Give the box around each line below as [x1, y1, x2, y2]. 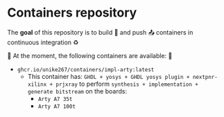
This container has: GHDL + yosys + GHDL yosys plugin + [27, 72, 190, 80]
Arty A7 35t [37, 96, 73, 102]
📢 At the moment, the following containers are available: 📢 [7, 51, 173, 60]
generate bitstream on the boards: [27, 87, 127, 95]
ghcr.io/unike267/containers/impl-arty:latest [17, 66, 155, 73]
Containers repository [7, 5, 137, 21]
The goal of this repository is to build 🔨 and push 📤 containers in [7, 28, 193, 36]
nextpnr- [192, 73, 218, 80]
